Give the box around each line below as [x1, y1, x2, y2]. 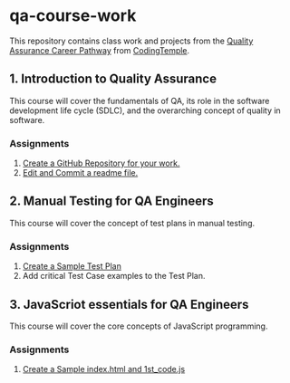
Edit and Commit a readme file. [22, 168, 139, 178]
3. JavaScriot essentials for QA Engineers [9, 296, 249, 312]
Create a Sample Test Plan [22, 261, 122, 272]
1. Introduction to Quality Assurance [9, 72, 217, 87]
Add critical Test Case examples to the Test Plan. [22, 271, 206, 282]
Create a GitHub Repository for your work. [22, 158, 180, 168]
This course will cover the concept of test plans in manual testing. [9, 217, 256, 228]
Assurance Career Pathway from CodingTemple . [9, 44, 190, 55]
